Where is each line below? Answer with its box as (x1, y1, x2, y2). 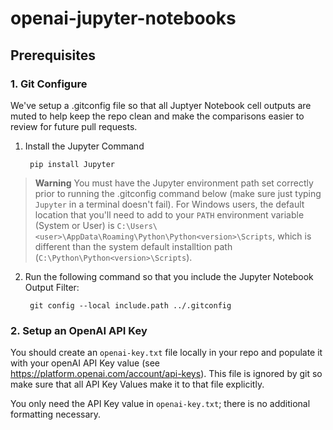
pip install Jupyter (29, 159, 115, 169)
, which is (272, 230, 312, 242)
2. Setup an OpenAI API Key (10, 323, 148, 337)
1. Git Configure (10, 77, 88, 91)
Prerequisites (10, 47, 96, 64)
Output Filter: (24, 281, 80, 293)
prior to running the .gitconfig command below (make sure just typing (34, 187, 322, 199)
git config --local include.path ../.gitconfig (29, 300, 232, 311)
